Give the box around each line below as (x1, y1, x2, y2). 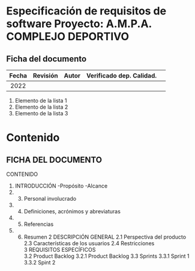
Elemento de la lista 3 (14, 110, 68, 117)
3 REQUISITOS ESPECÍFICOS (23, 246, 96, 253)
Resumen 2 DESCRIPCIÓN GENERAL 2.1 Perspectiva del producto (23, 233, 187, 240)
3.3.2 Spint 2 (23, 259, 56, 266)
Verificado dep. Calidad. (86, 72, 157, 79)
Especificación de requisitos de (6, 4, 167, 18)
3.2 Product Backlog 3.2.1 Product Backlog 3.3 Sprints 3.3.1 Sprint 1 (23, 252, 190, 260)
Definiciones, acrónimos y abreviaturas (23, 208, 121, 215)
